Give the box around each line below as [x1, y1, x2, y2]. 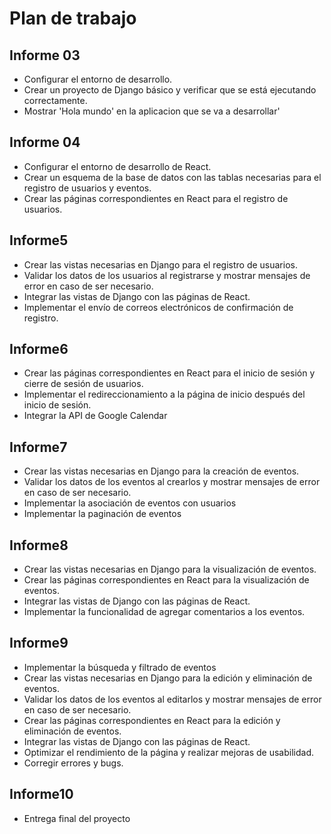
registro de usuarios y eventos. [23, 182, 152, 194]
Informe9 [9, 635, 69, 652]
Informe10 [9, 786, 74, 803]
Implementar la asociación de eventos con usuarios [23, 497, 237, 509]
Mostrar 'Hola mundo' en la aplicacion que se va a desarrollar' [23, 105, 281, 117]
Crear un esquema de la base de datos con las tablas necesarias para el [23, 171, 322, 183]
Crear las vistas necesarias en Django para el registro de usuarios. [23, 258, 298, 271]
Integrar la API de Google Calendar [23, 410, 168, 422]
